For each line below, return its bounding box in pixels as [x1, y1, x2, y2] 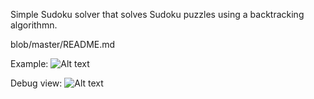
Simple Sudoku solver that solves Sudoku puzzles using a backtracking [10, 9, 305, 20]
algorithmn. [10, 19, 58, 31]
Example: [10, 58, 49, 69]
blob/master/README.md [10, 39, 116, 50]
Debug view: [10, 77, 63, 89]
